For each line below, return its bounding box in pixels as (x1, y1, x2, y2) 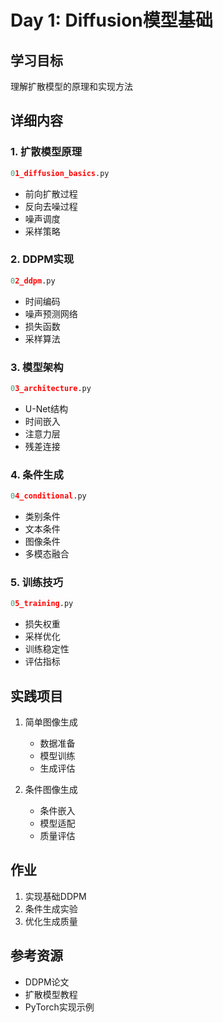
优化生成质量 (24, 915, 78, 927)
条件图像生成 (24, 784, 78, 796)
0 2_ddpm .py (10, 276, 56, 286)
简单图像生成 (24, 716, 78, 728)
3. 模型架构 (10, 360, 64, 374)
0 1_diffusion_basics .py (10, 168, 110, 178)
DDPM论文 (24, 976, 70, 988)
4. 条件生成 (10, 467, 64, 481)
